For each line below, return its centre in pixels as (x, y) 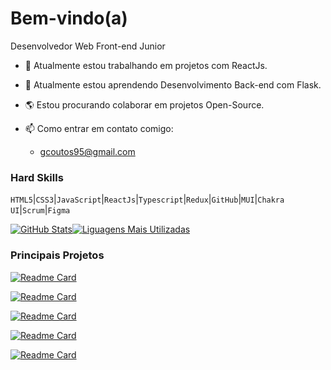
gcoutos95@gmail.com (87, 151)
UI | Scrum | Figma (40, 210)
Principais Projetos (57, 255)
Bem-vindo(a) (69, 18)
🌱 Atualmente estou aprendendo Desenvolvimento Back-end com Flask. (173, 84)
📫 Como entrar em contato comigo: (99, 128)
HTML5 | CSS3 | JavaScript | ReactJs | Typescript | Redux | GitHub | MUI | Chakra (147, 199)
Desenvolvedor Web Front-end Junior (88, 46)
